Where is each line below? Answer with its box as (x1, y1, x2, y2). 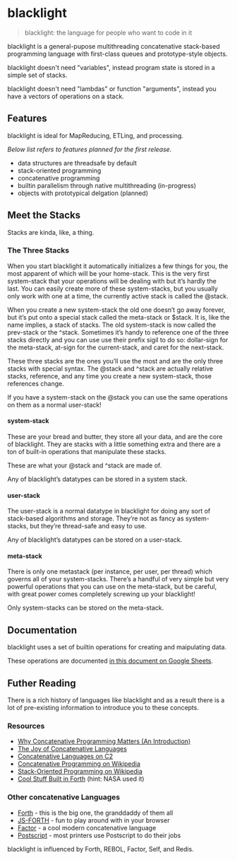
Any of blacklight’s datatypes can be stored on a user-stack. (7, 535, 183, 544)
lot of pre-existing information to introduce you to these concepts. (7, 704, 200, 712)
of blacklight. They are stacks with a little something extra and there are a (7, 440, 221, 448)
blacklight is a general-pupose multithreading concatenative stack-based (7, 42, 220, 50)
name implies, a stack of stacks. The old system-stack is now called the (7, 320, 217, 329)
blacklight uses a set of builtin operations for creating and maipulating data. (7, 643, 227, 651)
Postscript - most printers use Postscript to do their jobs (17, 831, 181, 839)
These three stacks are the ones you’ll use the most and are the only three (7, 356, 224, 365)
